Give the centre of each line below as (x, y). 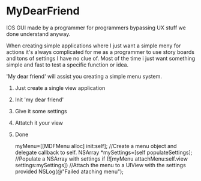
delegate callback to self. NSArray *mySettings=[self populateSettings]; (103, 152)
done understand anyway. (38, 34)
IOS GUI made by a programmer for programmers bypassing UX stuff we (96, 28)
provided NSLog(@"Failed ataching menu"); (69, 171)
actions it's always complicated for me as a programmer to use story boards (100, 52)
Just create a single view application (60, 88)
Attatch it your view (39, 123)
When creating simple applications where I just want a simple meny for (94, 46)
